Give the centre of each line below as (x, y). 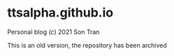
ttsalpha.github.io (60, 13)
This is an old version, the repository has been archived (87, 45)
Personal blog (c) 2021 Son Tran (53, 32)
